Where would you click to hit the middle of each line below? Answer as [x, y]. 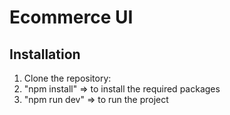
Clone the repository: [67, 78]
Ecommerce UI [71, 17]
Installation [45, 54]
